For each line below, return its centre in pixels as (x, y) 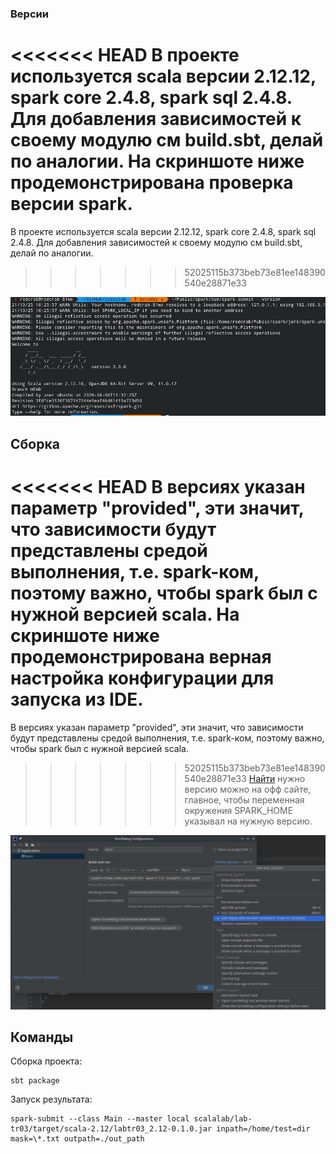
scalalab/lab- (223, 1119)
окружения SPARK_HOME (239, 810)
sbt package (35, 1081)
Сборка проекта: (46, 1061)
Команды (42, 1037)
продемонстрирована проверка (152, 183)
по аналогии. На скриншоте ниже (157, 161)
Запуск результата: (51, 1099)
